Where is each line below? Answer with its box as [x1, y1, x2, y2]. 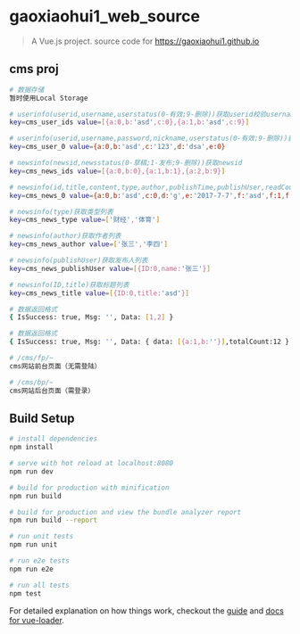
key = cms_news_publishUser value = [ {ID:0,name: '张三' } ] [9, 264, 212, 273]
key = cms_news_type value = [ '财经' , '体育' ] [9, 216, 161, 225]
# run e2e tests [9, 556, 70, 565]
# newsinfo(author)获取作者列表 [9, 232, 122, 241]
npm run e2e [9, 564, 54, 573]
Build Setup [9, 410, 75, 425]
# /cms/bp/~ [9, 377, 54, 387]
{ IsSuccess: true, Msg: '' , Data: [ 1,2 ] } [9, 313, 174, 322]
